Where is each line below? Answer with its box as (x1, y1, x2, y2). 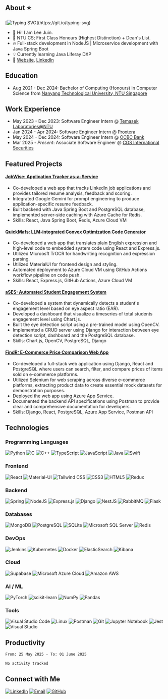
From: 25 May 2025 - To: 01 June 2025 (5, 652, 87, 657)
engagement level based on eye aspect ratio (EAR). (12, 305, 120, 311)
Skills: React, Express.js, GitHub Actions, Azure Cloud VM (12, 278, 133, 284)
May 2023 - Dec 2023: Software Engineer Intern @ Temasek (12, 118, 139, 124)
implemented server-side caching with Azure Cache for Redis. (12, 212, 142, 218)
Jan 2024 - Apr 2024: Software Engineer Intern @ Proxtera (12, 129, 136, 135)
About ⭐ (5, 4, 32, 12)
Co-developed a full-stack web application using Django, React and (12, 360, 153, 366)
